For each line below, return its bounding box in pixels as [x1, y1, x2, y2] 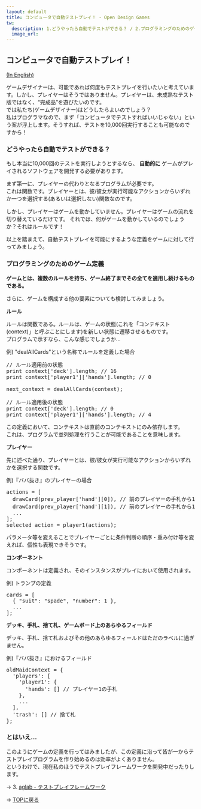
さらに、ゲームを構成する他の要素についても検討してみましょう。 [6, 295, 167, 302]
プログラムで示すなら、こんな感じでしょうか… [6, 335, 121, 342]
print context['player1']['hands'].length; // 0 [6, 374, 151, 380]
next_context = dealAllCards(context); [6, 386, 123, 392]
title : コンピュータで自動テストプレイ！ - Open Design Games [6, 14, 150, 20]
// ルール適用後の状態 [6, 399, 63, 405]
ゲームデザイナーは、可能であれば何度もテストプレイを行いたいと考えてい [6, 83, 190, 91]
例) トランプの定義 [6, 579, 52, 586]
